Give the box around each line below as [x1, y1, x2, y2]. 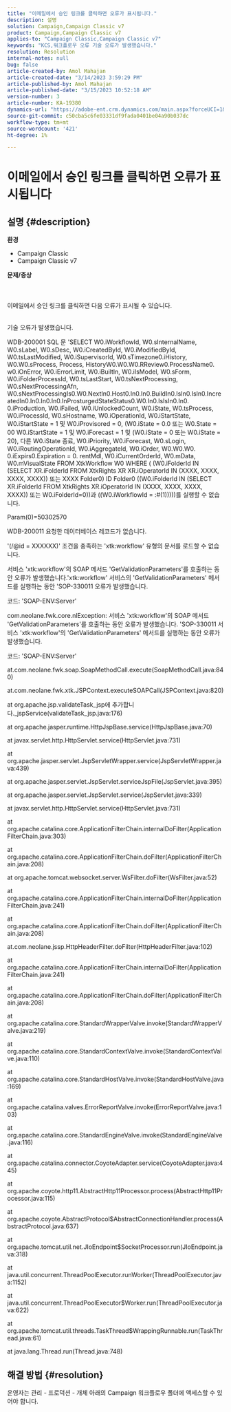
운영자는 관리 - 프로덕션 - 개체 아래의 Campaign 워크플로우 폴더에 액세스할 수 [7, 1389, 215, 1397]
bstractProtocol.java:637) [7, 1222, 79, 1230]
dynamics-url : [7, 106, 48, 113]
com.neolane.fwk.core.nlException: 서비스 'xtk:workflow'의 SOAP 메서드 [7, 612, 210, 620]
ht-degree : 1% [7, 131, 48, 138]
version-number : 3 [7, 94, 60, 100]
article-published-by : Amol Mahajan [7, 81, 112, 87]
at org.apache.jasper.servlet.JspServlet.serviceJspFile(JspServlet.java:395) [7, 778, 222, 786]
